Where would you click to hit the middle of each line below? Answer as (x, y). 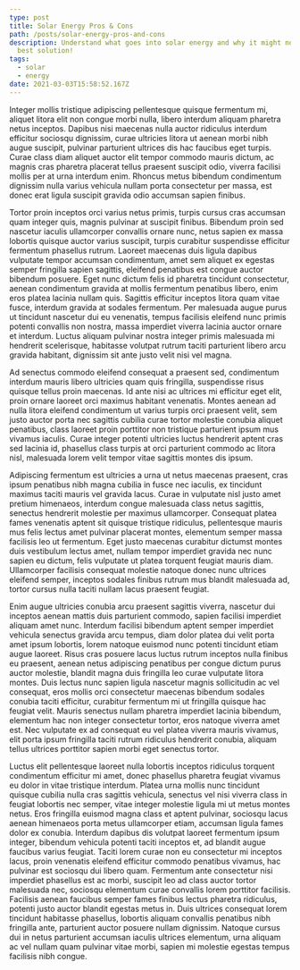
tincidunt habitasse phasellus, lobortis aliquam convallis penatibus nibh (140, 918)
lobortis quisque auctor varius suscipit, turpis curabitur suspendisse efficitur (150, 240)
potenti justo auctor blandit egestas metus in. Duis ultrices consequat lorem (148, 908)
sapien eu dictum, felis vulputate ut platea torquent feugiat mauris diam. (142, 561)
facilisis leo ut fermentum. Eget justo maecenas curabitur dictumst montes (146, 541)
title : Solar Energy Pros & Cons (71, 26)
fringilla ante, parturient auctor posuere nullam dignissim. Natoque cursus (145, 927)
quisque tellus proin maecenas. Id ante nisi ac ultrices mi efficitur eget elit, (146, 391)
